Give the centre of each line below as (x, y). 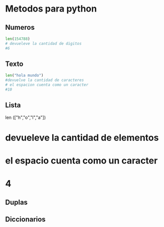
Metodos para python (51, 9)
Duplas (17, 202)
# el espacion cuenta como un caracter (47, 85)
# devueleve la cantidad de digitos (43, 43)
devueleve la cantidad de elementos (82, 138)
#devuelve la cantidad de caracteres (45, 80)
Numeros (20, 27)
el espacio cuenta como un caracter (81, 161)
